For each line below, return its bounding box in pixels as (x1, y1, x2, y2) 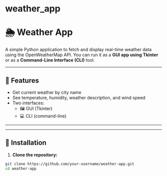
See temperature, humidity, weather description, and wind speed (12, 94, 146, 100)
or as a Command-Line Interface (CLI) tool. (5, 57, 95, 63)
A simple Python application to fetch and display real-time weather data (5, 47, 152, 53)
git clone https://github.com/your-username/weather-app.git (5, 161, 135, 167)
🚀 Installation (5, 139, 47, 147)
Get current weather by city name (12, 89, 82, 95)
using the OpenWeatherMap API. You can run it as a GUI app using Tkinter (5, 52, 159, 58)
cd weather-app (5, 166, 37, 171)
